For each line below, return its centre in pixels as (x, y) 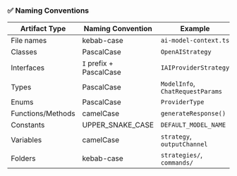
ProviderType (182, 102)
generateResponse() (193, 114)
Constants (28, 125)
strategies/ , (182, 155)
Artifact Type (43, 29)
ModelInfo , (178, 84)
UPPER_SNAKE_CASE (118, 125)
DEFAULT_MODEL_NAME (193, 125)
